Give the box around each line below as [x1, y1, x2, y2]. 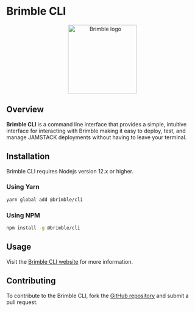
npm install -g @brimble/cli [6, 225, 80, 231]
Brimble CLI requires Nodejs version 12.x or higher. [6, 167, 134, 175]
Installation [6, 151, 50, 162]
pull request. [6, 298, 38, 306]
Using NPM [6, 211, 41, 219]
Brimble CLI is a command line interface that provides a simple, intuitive [6, 120, 187, 128]
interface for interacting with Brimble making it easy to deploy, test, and [6, 127, 186, 134]
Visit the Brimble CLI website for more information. [6, 258, 133, 265]
